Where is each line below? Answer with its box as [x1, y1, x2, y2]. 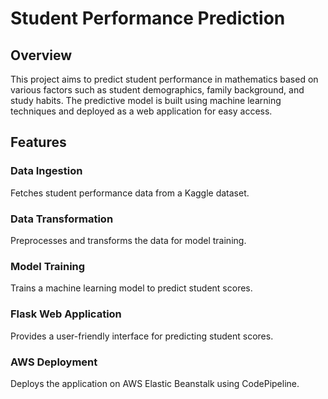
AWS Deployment [10, 355, 98, 369]
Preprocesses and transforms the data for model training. [10, 234, 247, 246]
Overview [10, 47, 73, 64]
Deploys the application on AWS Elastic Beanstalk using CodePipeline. [10, 377, 300, 389]
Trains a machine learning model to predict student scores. [10, 282, 253, 294]
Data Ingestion [10, 164, 83, 178]
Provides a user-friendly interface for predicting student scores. [10, 330, 274, 342]
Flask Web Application [10, 307, 122, 321]
